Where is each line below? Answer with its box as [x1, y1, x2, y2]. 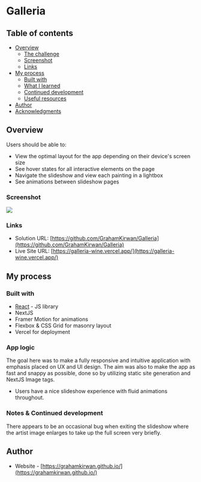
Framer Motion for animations [14, 316, 89, 323]
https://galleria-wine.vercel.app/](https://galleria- [53, 248, 175, 255]
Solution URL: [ [14, 235, 52, 242]
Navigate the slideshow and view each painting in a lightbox [14, 171, 163, 179]
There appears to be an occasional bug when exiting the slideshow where [6, 423, 189, 430]
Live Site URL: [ [14, 248, 53, 255]
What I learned [23, 82, 61, 89]
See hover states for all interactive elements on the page [14, 165, 155, 172]
